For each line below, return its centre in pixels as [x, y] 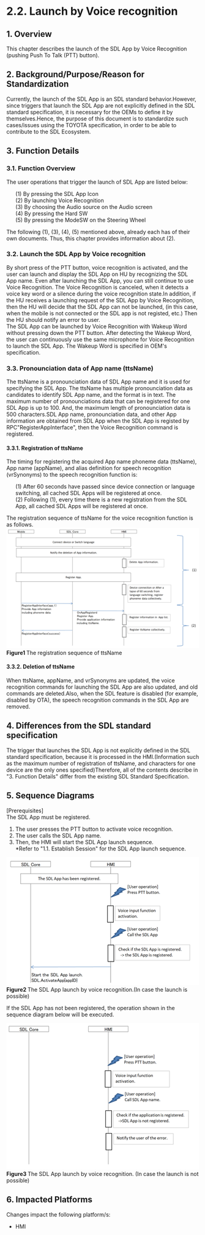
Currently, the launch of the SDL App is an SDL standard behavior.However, [102, 99]
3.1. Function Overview [41, 168]
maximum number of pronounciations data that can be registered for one [98, 401]
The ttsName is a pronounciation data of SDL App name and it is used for [99, 382]
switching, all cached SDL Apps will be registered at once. [88, 493]
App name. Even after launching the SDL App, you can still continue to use [100, 280]
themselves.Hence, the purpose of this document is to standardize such [97, 119]
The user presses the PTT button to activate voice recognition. [94, 829]
